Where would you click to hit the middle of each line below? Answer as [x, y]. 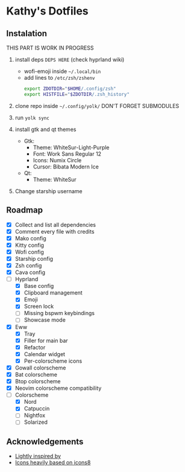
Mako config [30, 238]
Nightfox [35, 415]
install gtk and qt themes [45, 129]
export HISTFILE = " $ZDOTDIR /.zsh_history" [77, 94]
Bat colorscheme [36, 374]
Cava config [30, 272]
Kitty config [29, 245]
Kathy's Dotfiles [47, 11]
